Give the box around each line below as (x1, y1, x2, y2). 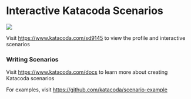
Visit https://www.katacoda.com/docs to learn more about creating (6, 69, 168, 76)
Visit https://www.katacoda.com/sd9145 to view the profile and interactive (6, 34, 186, 42)
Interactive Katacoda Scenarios (6, 4, 163, 18)
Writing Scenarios (6, 55, 59, 63)
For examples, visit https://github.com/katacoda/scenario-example (6, 86, 167, 93)
